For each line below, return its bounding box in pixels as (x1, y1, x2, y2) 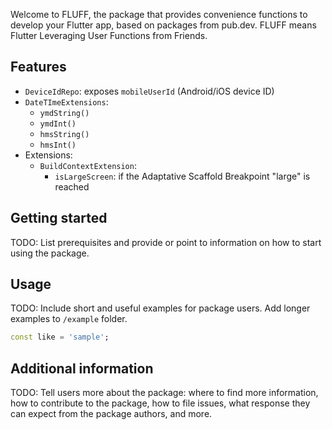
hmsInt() (39, 140, 77, 150)
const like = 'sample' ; (10, 332, 110, 343)
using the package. (10, 247, 90, 259)
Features (10, 59, 67, 76)
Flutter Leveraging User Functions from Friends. (10, 30, 208, 41)
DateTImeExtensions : (24, 95, 109, 108)
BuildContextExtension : (39, 159, 137, 171)
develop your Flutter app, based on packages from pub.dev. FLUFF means (10, 19, 317, 31)
